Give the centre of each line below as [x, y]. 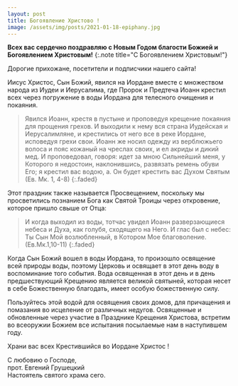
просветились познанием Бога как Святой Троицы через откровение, [114, 200]
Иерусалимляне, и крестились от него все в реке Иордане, [115, 134]
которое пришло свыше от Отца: [57, 208]
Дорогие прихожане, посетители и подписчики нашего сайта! [102, 69]
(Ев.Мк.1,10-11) [46, 245]
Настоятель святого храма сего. [56, 375]
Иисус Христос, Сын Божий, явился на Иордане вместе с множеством [115, 82]
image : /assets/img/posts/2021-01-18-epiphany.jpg [84, 27]
